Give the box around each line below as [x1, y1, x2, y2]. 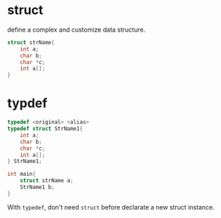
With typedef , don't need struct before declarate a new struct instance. [7, 203, 215, 211]
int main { [7, 171, 36, 178]
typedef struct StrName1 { [7, 125, 83, 132]
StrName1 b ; [20, 184, 55, 191]
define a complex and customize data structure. [7, 25, 146, 34]
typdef [7, 96, 48, 111]
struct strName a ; [20, 177, 74, 184]
